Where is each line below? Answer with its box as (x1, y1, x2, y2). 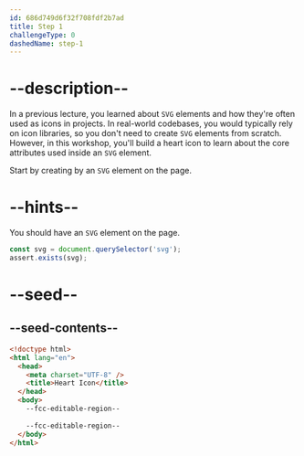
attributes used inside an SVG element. (9, 147, 152, 158)
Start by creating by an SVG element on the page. (9, 165, 193, 176)
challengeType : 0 (9, 30, 76, 39)
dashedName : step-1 (9, 38, 84, 48)
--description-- (9, 79, 130, 99)
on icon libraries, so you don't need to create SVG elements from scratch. (9, 128, 282, 139)
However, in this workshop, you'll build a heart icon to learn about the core (9, 138, 290, 149)
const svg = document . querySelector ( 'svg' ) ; (9, 245, 182, 254)
